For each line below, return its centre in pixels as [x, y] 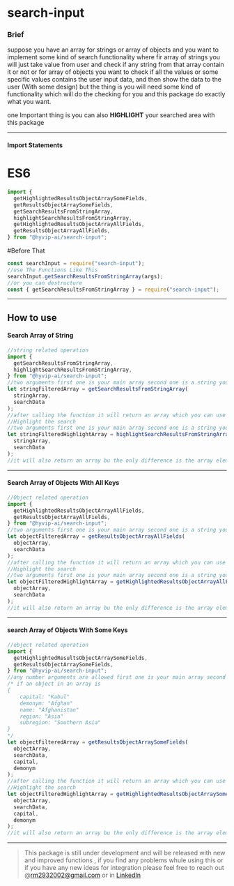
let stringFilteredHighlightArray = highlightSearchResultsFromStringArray [119, 435]
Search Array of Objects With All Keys [63, 483]
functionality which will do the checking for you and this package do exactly [116, 94]
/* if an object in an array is [54, 684]
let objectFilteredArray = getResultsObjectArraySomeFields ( [98, 742]
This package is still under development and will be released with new [125, 853]
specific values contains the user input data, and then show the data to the [114, 80]
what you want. [29, 102]
